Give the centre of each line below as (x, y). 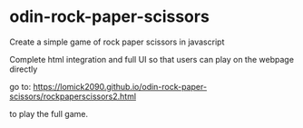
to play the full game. (49, 113)
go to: (20, 86)
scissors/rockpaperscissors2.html (73, 96)
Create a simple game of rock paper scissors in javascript (117, 42)
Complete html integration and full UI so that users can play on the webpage (152, 59)
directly (24, 69)
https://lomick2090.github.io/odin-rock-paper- (120, 86)
